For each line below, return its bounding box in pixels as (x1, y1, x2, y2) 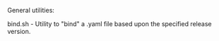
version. (7, 28, 31, 35)
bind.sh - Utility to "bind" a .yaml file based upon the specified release (7, 20, 212, 28)
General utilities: (7, 6, 55, 14)
